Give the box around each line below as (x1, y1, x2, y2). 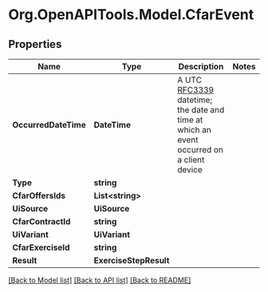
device (177, 164, 203, 175)
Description (178, 61, 224, 72)
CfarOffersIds (12, 190, 66, 201)
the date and (177, 105, 225, 115)
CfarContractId (12, 216, 71, 227)
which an (177, 124, 211, 135)
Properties (8, 37, 62, 51)
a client (177, 154, 205, 165)
